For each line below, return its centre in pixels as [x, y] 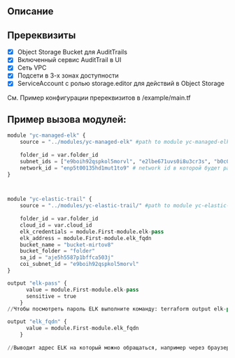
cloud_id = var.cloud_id [56, 225]
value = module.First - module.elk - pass [82, 290]
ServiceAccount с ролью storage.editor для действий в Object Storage [121, 84]
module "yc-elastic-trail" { [50, 199]
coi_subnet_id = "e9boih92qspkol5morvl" [79, 264]
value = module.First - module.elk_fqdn [82, 328]
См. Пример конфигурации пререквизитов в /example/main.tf [99, 98]
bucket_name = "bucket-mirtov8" [67, 245]
